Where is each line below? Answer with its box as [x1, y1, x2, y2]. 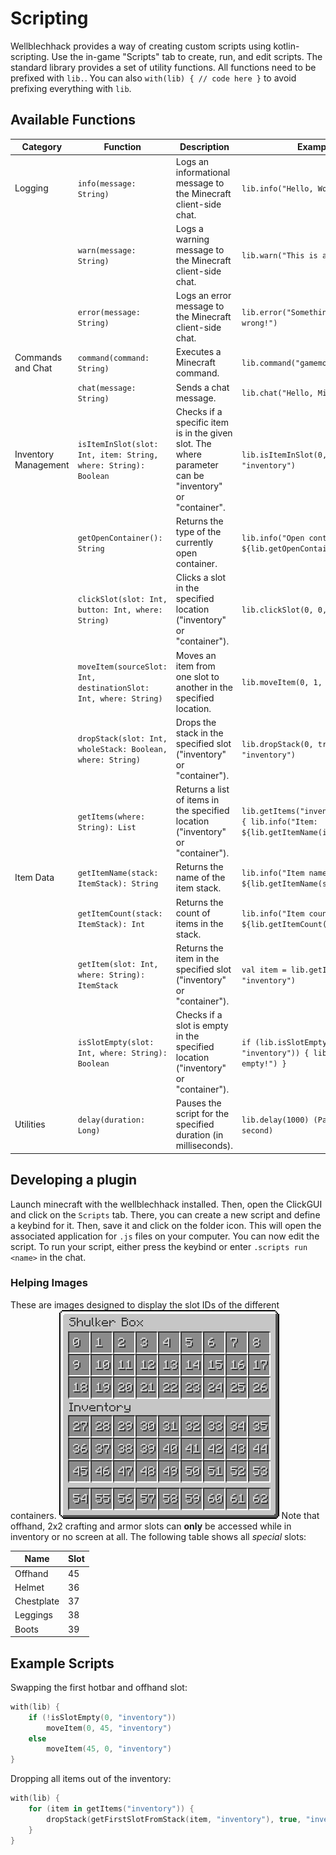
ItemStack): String [77, 878, 159, 889]
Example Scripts [10, 1655, 115, 1672]
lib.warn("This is [241, 251, 318, 261]
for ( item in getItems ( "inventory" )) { [28, 1804, 195, 1814]
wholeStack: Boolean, [77, 745, 168, 755]
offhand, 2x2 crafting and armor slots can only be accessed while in [10, 1520, 292, 1532]
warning [175, 233, 210, 245]
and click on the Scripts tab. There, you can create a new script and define [10, 1208, 321, 1221]
